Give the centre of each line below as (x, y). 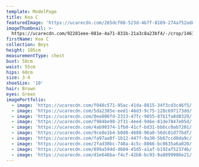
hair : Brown (21, 89)
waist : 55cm (21, 67)
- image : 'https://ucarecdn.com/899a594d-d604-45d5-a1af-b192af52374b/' (103, 149)
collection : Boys (28, 45)
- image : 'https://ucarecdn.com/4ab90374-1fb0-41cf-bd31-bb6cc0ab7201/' (103, 127)
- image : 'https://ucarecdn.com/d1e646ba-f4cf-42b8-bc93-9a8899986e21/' (103, 155)
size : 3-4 (18, 78)
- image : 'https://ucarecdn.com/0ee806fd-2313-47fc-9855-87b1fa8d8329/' (103, 116)
